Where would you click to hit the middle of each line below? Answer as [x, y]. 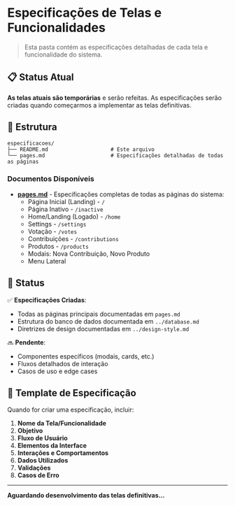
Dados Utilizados [43, 461]
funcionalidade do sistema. [63, 55]
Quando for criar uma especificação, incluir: [71, 410]
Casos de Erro [38, 475]
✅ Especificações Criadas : [47, 300]
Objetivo [30, 431]
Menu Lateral [47, 261]
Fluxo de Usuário [42, 438]
